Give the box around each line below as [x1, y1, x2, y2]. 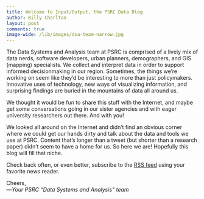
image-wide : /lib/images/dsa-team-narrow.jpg [6, 32, 124, 38]
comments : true [6, 26, 45, 32]
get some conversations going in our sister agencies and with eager [6, 105, 177, 113]
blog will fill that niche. [6, 150, 63, 157]
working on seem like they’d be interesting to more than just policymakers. [6, 74, 193, 82]
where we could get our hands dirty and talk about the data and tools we [6, 130, 189, 138]
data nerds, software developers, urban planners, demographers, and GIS [6, 55, 192, 62]
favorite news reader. [6, 168, 60, 175]
